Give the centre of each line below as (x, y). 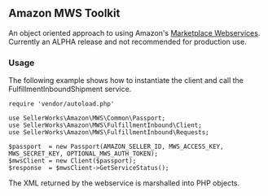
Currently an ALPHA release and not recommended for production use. (127, 41)
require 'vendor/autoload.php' (62, 104)
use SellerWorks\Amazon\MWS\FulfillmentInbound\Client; (105, 125)
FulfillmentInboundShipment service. (70, 89)
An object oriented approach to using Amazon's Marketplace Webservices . (134, 33)
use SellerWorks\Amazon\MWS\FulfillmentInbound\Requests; (109, 133)
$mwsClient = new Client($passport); (72, 161)
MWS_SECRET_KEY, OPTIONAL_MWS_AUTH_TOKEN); (83, 154)
